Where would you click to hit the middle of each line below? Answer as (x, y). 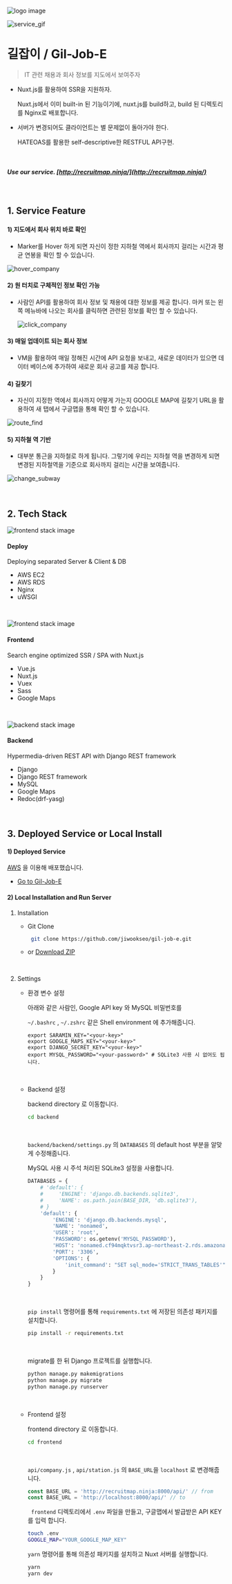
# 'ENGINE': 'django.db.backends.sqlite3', (110, 1194)
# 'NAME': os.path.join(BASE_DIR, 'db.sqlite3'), (119, 1200)
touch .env (43, 1534)
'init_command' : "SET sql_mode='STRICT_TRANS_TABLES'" (145, 1265)
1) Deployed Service (36, 851)
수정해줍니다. (52, 1153)
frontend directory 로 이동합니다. (73, 1429)
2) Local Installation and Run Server (59, 897)
